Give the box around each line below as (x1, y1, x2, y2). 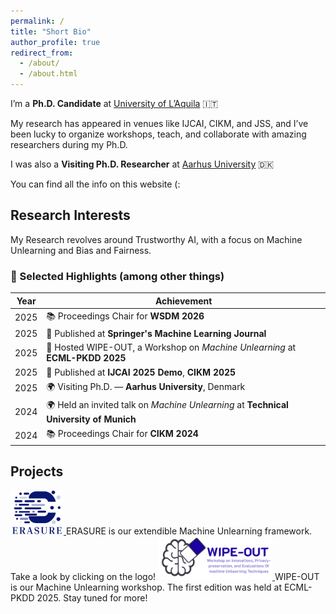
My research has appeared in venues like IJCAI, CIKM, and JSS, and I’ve (10, 118, 309, 129)
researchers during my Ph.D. (10, 139, 128, 150)
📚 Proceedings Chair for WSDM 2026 (46, 310, 205, 322)
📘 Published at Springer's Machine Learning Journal (46, 328, 267, 340)
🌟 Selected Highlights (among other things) (10, 269, 225, 283)
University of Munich (46, 413, 137, 425)
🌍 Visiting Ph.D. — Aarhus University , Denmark (46, 380, 246, 392)
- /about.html (19, 69, 78, 79)
